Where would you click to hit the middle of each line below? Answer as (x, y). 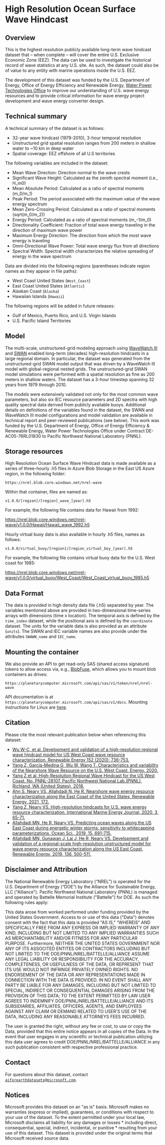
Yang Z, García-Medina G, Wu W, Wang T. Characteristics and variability (85, 765)
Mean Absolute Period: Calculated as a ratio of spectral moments (78, 188)
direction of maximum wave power (47, 230)
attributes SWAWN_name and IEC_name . (41, 637)
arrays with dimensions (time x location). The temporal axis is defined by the (82, 616)
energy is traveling (31, 240)
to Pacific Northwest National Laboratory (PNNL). (92, 436)
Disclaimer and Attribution (46, 869)
